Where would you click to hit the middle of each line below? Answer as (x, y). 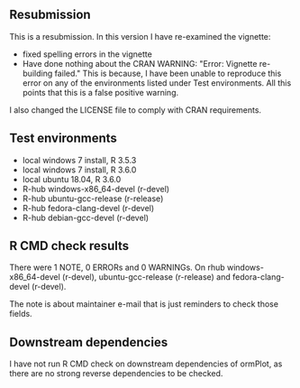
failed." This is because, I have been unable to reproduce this (168, 73)
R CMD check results (69, 246)
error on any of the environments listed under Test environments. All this (157, 83)
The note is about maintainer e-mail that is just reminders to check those (144, 304)
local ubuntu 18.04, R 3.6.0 (72, 179)
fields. (21, 314)
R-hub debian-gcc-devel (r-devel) (86, 217)
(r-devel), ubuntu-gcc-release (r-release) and (146, 277)
